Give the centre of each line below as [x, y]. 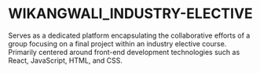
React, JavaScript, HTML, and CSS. [66, 60]
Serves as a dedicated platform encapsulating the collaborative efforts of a [129, 35]
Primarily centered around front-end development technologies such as [124, 52]
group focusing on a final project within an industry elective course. [117, 43]
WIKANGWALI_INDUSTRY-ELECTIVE [130, 14]
